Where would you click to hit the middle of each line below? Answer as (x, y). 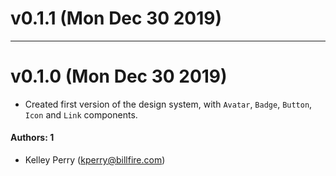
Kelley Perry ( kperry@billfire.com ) (95, 160)
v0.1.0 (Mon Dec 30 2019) (119, 76)
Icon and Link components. (81, 114)
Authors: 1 (32, 138)
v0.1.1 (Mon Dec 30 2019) (116, 18)
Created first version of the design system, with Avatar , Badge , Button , (168, 104)
